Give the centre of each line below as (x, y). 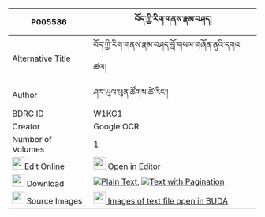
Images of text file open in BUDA (168, 201)
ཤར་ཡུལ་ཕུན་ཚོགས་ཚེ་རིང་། (131, 92)
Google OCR (116, 127)
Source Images (54, 201)
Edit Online (45, 166)
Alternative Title (41, 58)
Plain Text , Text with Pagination (163, 181)
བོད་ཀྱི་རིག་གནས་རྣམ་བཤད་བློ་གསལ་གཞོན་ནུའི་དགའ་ (168, 45)
